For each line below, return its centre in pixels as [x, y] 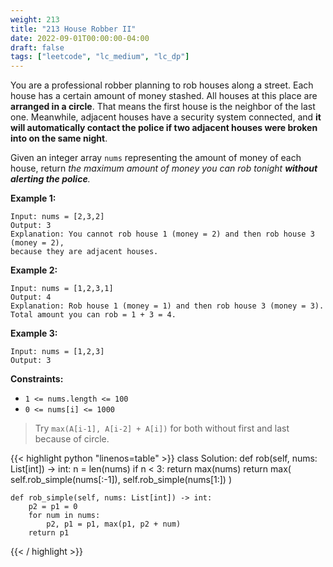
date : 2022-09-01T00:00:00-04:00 [80, 38]
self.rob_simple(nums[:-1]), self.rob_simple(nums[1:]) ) [121, 480]
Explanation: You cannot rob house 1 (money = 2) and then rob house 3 [162, 234]
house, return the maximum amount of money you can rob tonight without [164, 168]
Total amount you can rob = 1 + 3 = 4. [93, 315]
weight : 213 [35, 19]
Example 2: [34, 270]
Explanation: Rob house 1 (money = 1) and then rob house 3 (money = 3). [167, 306]
